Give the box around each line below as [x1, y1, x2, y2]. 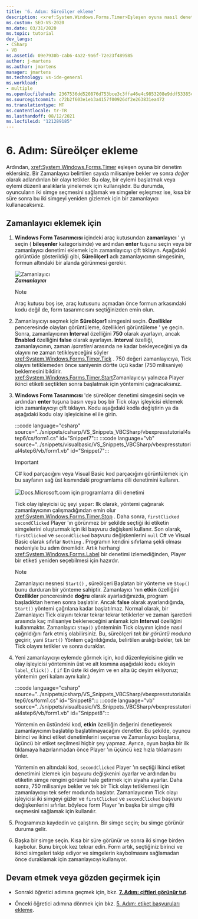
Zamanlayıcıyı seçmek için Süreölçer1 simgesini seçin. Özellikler [14, 317, 173, 324]
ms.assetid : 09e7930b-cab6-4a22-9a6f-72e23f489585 [6, 53, 133, 59]
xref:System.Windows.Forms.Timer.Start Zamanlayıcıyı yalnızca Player [14, 374, 184, 381]
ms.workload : [6, 80, 38, 86]
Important [14, 459, 39, 466]
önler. [14, 752, 29, 759]
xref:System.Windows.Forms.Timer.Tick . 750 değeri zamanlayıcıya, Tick [14, 355, 192, 362]
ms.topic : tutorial [6, 31, 54, 37]
